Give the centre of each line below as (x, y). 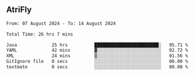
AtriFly (19, 10)
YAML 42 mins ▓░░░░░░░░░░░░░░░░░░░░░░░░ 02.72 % (97, 50)
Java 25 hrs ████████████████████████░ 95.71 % (97, 45)
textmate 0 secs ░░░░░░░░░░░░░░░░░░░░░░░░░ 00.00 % (97, 67)
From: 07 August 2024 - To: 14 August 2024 (61, 23)
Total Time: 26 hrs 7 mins (40, 34)
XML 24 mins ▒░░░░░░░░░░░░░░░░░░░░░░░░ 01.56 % (97, 56)
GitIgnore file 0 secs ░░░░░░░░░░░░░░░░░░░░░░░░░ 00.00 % (97, 62)
